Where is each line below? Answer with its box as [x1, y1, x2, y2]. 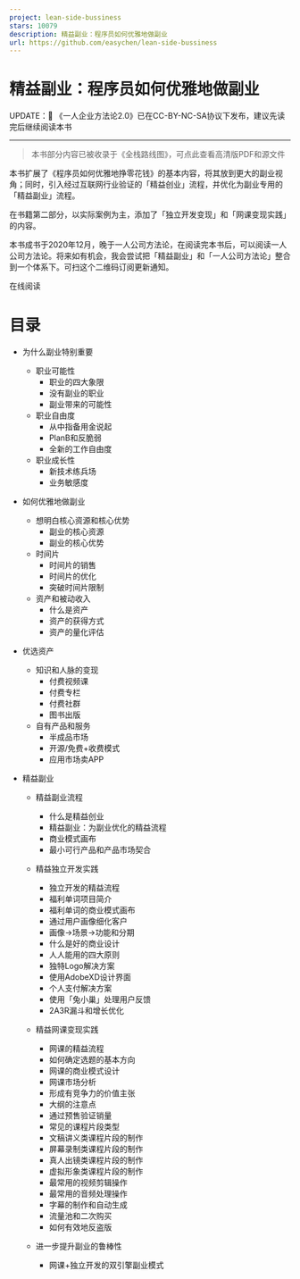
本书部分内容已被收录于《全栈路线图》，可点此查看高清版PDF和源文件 [30, 149, 286, 160]
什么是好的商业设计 [48, 939, 121, 949]
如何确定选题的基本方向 [48, 1055, 136, 1066]
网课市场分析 [48, 1077, 96, 1088]
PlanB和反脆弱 [48, 432, 103, 443]
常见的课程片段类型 [48, 1122, 121, 1133]
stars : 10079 [9, 21, 58, 30]
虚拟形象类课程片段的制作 [48, 1166, 144, 1177]
